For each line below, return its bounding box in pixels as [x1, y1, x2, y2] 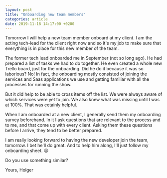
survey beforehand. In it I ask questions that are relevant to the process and [5, 117, 161, 123]
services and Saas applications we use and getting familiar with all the [5, 76, 150, 82]
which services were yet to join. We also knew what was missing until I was [5, 97, 160, 103]
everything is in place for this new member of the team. [5, 45, 119, 51]
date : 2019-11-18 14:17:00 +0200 [5, 21, 75, 26]
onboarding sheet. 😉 [5, 148, 49, 154]
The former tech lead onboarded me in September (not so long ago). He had [5, 55, 162, 61]
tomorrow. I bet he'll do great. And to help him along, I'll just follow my [5, 143, 149, 149]
